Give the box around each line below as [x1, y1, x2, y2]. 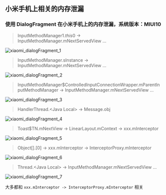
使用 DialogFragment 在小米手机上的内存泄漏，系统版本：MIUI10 [5, 21, 162, 28]
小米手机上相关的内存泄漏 [5, 4, 84, 13]
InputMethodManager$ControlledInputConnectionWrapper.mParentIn [17, 82, 160, 88]
